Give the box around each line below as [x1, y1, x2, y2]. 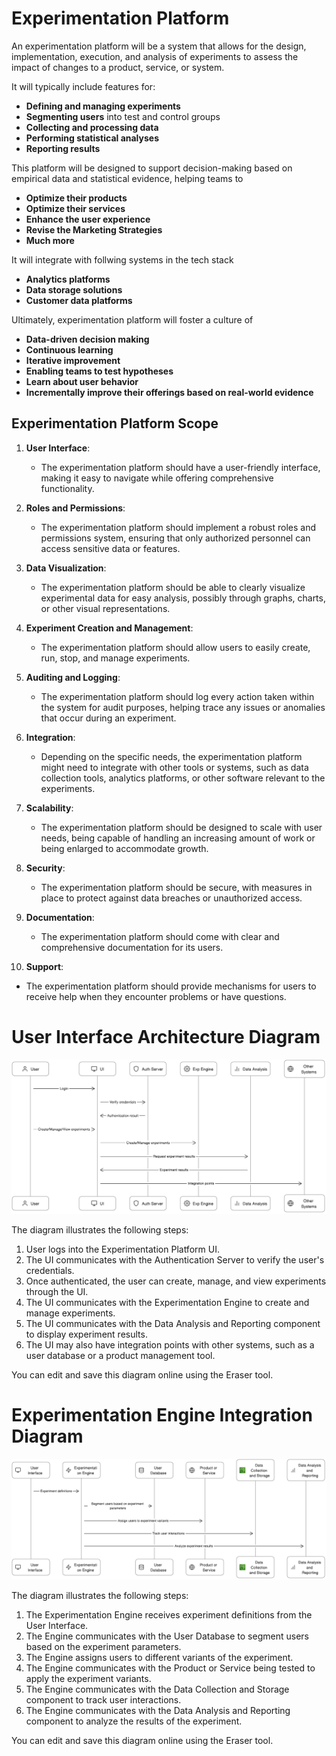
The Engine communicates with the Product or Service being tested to [25, 1662, 316, 1674]
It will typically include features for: [11, 80, 156, 92]
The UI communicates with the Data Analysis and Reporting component [25, 1318, 321, 1330]
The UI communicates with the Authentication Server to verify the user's [25, 1254, 325, 1266]
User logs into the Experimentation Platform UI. [25, 1243, 220, 1256]
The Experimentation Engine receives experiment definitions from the [25, 1609, 313, 1621]
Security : [25, 862, 66, 874]
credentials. [25, 1265, 75, 1277]
